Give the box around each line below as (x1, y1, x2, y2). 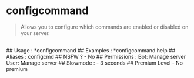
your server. (20, 29, 50, 36)
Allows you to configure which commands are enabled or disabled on (20, 23, 189, 30)
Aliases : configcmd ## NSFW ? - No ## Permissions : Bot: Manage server (6, 53, 186, 60)
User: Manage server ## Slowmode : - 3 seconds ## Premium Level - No (6, 59, 183, 66)
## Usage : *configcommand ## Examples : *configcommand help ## (6, 47, 176, 54)
